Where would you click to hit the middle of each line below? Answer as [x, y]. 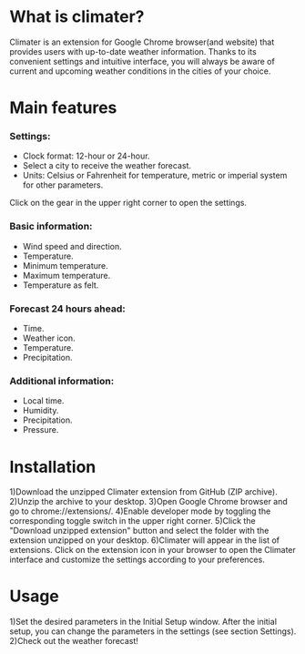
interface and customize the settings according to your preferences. [137, 560]
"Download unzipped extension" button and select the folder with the [139, 531]
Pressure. [41, 430]
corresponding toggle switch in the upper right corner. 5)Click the [133, 521]
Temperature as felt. [61, 285]
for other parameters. [63, 185]
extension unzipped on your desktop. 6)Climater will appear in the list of [145, 540]
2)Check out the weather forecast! [74, 641]
